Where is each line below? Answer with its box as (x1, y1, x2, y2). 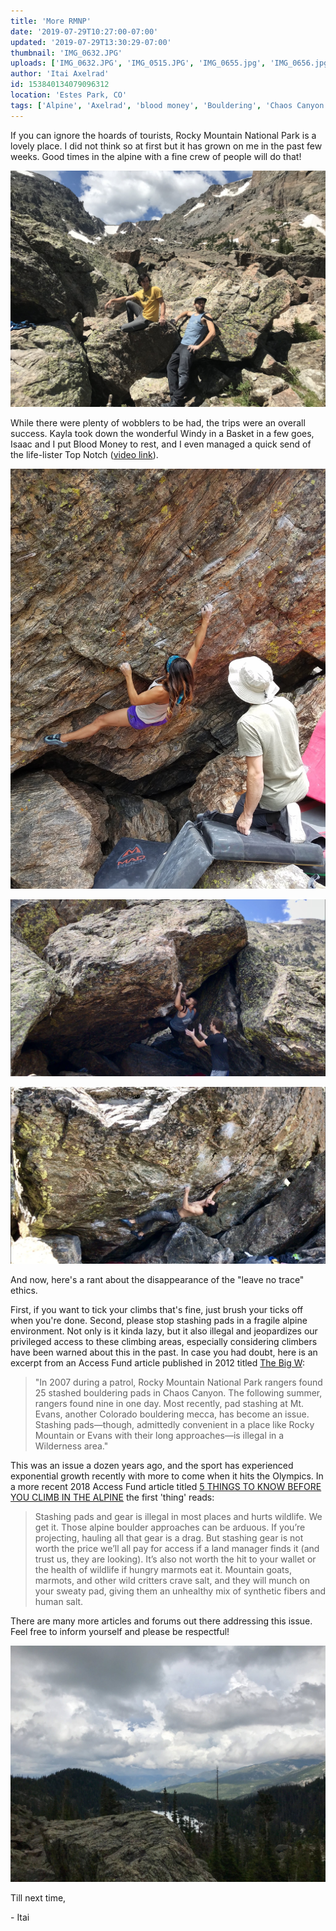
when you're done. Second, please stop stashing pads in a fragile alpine (10, 1314, 308, 1326)
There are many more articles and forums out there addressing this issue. (10, 1615, 313, 1627)
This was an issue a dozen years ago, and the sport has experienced (10, 1459, 294, 1471)
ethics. (10, 1284, 38, 1296)
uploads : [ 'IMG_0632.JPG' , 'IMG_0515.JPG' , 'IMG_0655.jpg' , (10, 58, 267, 69)
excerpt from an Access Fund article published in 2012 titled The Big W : (10, 1356, 305, 1369)
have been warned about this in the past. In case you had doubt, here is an (10, 1346, 318, 1358)
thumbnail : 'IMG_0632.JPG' (10, 48, 123, 58)
